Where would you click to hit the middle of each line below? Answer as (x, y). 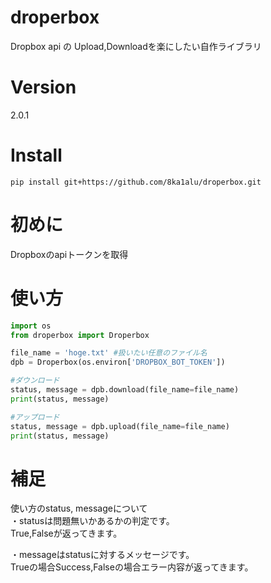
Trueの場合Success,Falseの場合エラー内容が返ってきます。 (132, 567)
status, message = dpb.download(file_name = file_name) (125, 390)
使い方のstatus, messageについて (79, 508)
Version (43, 87)
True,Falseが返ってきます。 (66, 533)
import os (31, 326)
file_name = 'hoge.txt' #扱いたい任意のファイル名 (109, 353)
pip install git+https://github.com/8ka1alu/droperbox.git (136, 182)
